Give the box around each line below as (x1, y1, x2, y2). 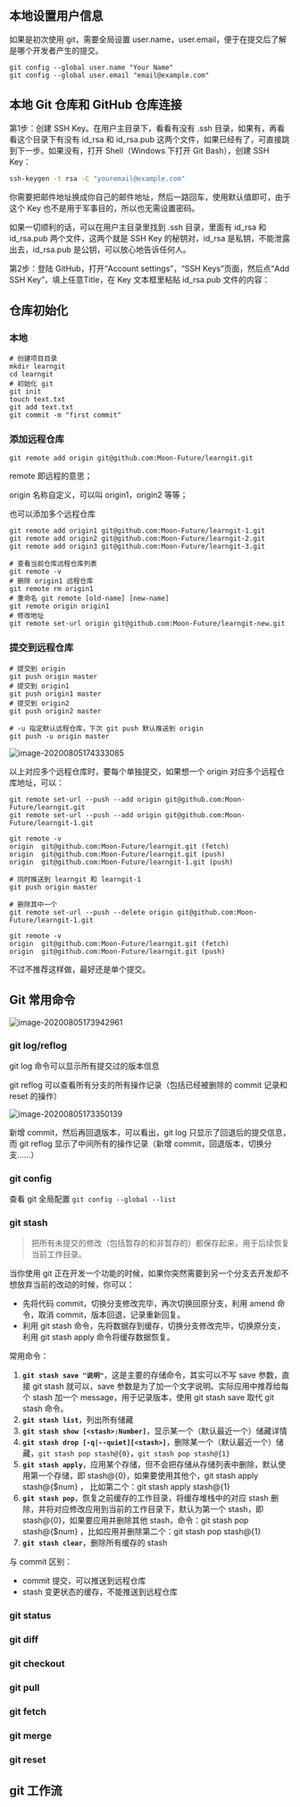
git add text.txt (9, 403, 74, 412)
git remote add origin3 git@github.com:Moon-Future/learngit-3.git (9, 542, 266, 552)
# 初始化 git (9, 379, 54, 389)
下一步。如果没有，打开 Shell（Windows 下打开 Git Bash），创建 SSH (16, 145, 270, 156)
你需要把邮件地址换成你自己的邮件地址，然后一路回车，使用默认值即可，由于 (9, 191, 291, 202)
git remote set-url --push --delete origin (9, 908, 174, 916)
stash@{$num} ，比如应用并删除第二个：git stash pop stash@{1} (21, 1526, 262, 1537)
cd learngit (9, 370, 54, 379)
